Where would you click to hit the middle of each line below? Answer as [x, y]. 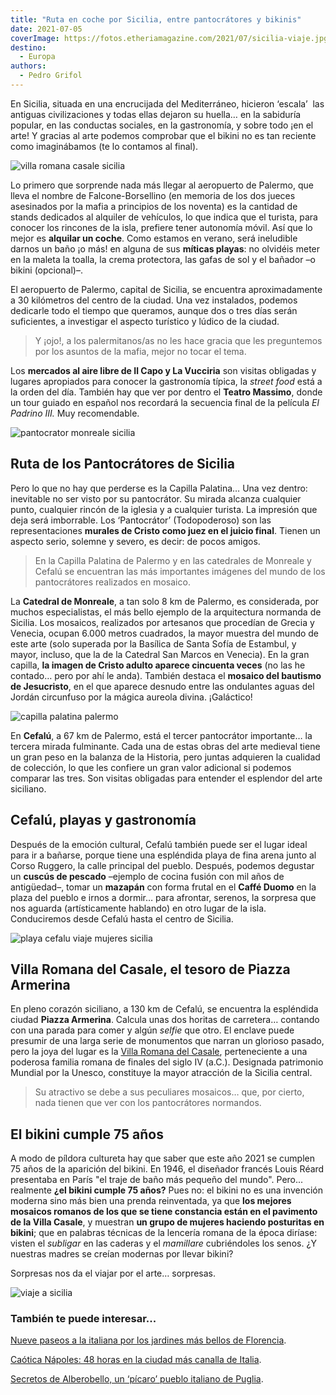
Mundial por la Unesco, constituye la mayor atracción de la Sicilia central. [161, 1073]
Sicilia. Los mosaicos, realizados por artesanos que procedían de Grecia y [162, 622]
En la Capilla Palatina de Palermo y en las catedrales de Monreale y [173, 560]
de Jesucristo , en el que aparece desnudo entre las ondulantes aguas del [162, 686]
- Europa [37, 57]
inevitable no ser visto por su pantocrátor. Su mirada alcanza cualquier [156, 498]
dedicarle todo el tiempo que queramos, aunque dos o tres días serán [154, 310]
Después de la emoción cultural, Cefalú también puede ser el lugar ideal [159, 844]
